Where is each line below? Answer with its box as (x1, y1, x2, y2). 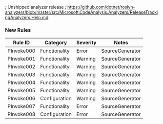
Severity (76, 39, 97, 46)
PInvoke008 (7, 111, 36, 118)
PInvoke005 (7, 87, 36, 94)
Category (44, 39, 67, 46)
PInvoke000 (7, 47, 36, 54)
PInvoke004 (7, 79, 36, 86)
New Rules (5, 26, 31, 33)
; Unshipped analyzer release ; (5, 4, 67, 10)
